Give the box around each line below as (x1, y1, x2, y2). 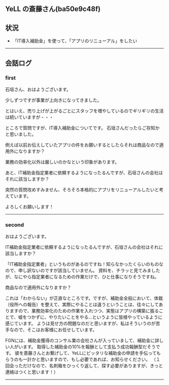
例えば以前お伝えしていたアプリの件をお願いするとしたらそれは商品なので (5, 142, 159, 148)
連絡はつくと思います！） (5, 369, 58, 375)
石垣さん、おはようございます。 (5, 86, 71, 92)
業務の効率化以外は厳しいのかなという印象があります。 (5, 158, 120, 165)
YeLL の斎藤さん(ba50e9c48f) (5, 5, 101, 14)
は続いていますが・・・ (5, 114, 54, 120)
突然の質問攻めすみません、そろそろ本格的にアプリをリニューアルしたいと (5, 186, 159, 193)
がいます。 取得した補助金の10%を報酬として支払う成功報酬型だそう (14, 344, 156, 350)
